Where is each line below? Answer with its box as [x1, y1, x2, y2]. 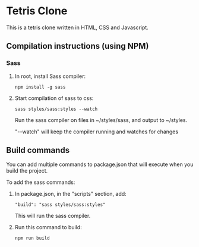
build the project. [6, 167, 48, 174]
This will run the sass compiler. [14, 212, 91, 220]
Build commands [6, 145, 70, 155]
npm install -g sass [14, 84, 66, 90]
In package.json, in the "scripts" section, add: [14, 190, 127, 198]
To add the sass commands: [6, 179, 75, 186]
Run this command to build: [14, 224, 82, 231]
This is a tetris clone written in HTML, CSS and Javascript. [6, 24, 149, 31]
